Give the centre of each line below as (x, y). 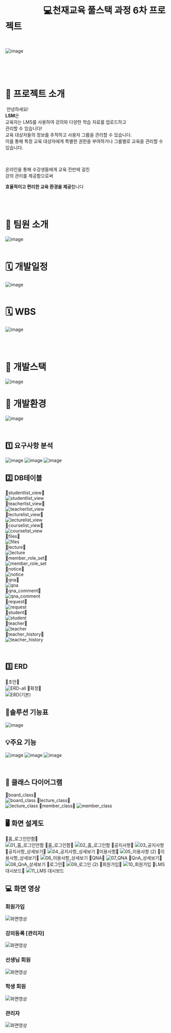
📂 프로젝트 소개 (35, 94)
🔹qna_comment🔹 (23, 591)
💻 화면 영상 (23, 888)
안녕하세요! (18, 109)
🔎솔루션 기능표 (27, 712)
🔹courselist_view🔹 (24, 525)
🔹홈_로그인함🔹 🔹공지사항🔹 (90, 845)
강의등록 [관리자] (25, 933)
